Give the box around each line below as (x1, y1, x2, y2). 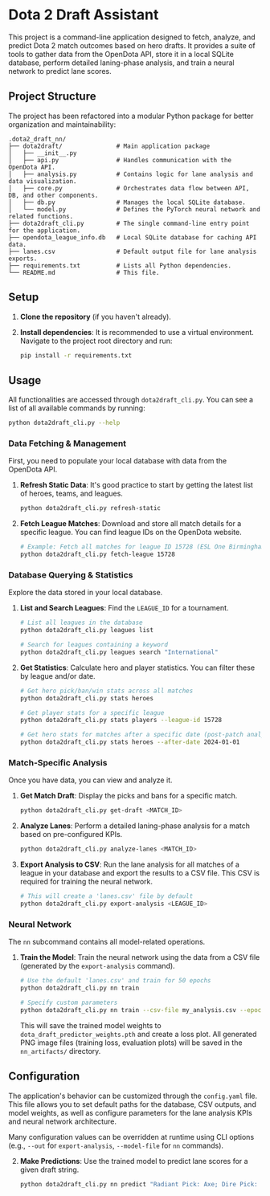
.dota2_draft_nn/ (8, 135, 67, 143)
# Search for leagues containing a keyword (19, 641, 169, 649)
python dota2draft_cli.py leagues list (19, 627, 154, 635)
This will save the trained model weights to (19, 1020, 162, 1030)
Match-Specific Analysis (8, 757, 108, 769)
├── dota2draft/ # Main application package (8, 142, 211, 150)
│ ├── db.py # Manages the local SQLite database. (8, 198, 247, 206)
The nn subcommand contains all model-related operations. (8, 937, 206, 947)
